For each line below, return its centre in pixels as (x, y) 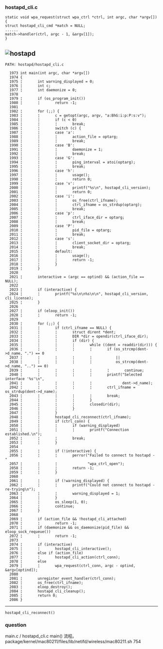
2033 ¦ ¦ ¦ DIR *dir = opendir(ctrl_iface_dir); (79, 336)
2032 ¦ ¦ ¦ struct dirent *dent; (63, 332)
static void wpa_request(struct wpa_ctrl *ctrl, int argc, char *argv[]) (81, 17)
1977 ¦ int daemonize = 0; (43, 90)
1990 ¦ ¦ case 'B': (42, 145)
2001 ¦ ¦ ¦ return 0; (51, 192)
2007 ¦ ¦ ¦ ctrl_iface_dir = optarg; (67, 217)
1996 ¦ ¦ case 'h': (42, 171)
